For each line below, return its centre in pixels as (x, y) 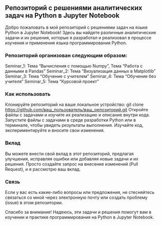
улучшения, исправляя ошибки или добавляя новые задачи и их (72, 159)
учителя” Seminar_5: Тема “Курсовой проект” (52, 82)
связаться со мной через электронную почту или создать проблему (76, 197)
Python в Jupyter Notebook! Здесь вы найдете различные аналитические (80, 32)
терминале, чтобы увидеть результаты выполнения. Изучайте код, (74, 125)
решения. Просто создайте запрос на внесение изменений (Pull (72, 164)
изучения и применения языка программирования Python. (66, 43)
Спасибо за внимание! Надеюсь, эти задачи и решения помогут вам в (78, 212)
